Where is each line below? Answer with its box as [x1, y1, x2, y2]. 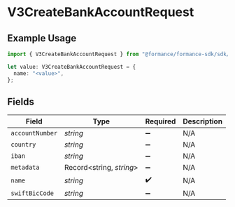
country [10, 141, 36, 149]
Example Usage [7, 32, 77, 44]
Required [145, 116, 176, 126]
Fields [7, 95, 35, 107]
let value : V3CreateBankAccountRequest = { [7, 63, 136, 70]
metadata [10, 163, 40, 172]
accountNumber [10, 129, 58, 138]
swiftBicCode [10, 189, 55, 197]
